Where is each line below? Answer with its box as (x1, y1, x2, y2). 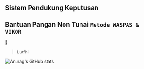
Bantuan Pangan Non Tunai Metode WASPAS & (5, 20, 139, 29)
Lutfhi (16, 49, 29, 55)
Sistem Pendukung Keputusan (5, 4, 99, 12)
